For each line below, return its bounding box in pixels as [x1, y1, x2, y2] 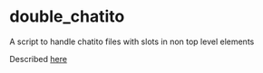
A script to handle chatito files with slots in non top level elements [9, 36, 255, 47]
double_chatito [9, 6, 125, 27]
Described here [9, 53, 68, 64]
